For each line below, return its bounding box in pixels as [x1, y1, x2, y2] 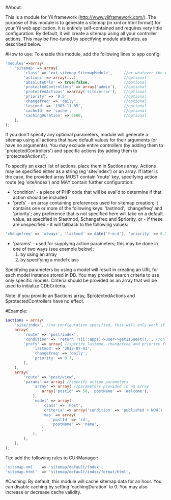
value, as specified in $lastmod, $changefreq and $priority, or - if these [12, 216, 163, 222]
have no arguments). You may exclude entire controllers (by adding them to [5, 142, 164, 149]
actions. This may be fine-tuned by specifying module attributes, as [5, 36, 148, 42]
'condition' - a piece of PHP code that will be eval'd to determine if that [12, 189, 162, 195]
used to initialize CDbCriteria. [5, 283, 67, 289]
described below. [5, 41, 42, 47]
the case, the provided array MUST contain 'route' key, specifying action [5, 174, 158, 180]
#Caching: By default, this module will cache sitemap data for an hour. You [5, 478, 162, 485]
